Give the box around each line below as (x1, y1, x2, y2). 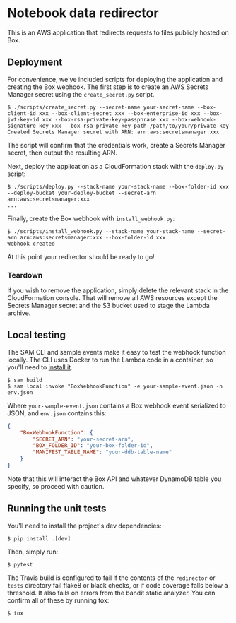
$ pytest (7, 561, 33, 568)
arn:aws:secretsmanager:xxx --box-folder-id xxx (20, 234, 166, 241)
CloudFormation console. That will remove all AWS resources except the (7, 294, 218, 302)
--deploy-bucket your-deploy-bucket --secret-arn (7, 189, 157, 196)
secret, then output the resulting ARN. (7, 148, 118, 157)
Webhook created (7, 240, 55, 247)
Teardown (7, 270, 43, 280)
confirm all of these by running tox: (7, 595, 110, 605)
